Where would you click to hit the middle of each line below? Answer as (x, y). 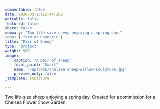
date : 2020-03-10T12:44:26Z (34, 14)
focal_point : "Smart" (36, 65)
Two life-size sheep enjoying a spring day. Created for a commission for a (80, 97)
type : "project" (22, 46)
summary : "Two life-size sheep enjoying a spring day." (64, 33)
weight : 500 (17, 51)
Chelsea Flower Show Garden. (36, 102)
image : (12, 55)
